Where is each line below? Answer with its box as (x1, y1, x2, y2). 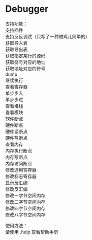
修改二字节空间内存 (5, 199, 46, 205)
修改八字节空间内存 (5, 211, 46, 217)
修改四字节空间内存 (5, 205, 46, 211)
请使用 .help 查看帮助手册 (5, 229, 58, 235)
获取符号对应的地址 (5, 59, 46, 65)
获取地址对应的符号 (5, 65, 46, 72)
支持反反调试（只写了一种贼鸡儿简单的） (5, 33, 90, 39)
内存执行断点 (5, 147, 32, 154)
